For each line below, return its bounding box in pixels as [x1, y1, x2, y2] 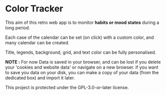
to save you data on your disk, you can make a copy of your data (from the [5, 69, 159, 75]
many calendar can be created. [5, 39, 69, 45]
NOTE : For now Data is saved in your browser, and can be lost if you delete [5, 59, 161, 65]
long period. [5, 24, 30, 30]
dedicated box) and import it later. [5, 75, 75, 81]
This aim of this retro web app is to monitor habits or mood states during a [5, 19, 159, 25]
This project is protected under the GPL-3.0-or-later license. [5, 84, 129, 90]
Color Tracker [5, 3, 63, 14]
